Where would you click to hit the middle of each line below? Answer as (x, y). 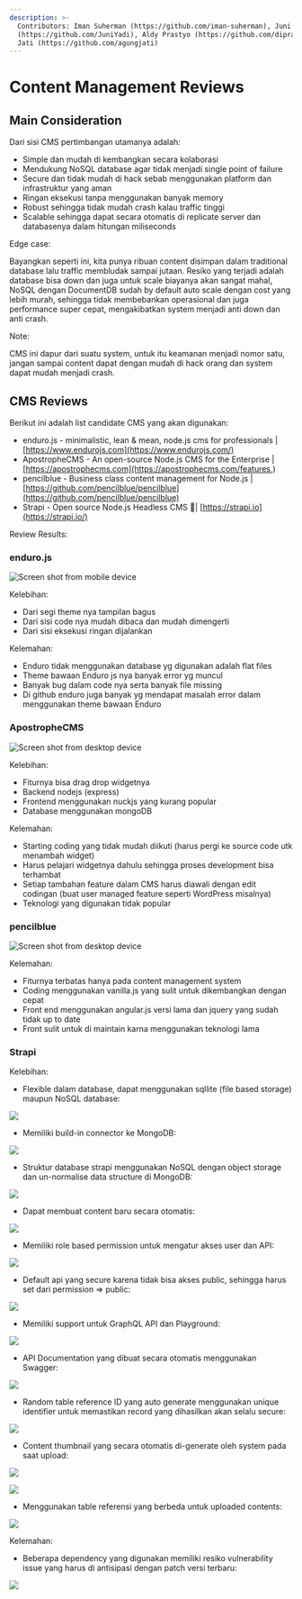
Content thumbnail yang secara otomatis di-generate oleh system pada (154, 1446)
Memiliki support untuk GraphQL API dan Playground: (121, 1323)
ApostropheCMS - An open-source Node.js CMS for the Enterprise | (148, 459)
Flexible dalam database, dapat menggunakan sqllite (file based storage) (157, 1089)
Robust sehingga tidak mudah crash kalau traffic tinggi (123, 207)
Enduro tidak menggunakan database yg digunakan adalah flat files (147, 666)
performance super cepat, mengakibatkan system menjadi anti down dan (145, 309)
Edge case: (30, 244)
